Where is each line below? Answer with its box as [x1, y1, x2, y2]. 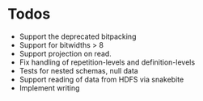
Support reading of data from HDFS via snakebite [19, 74, 184, 84]
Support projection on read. [19, 48, 112, 58]
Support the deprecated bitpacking [19, 32, 137, 41]
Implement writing [19, 82, 80, 93]
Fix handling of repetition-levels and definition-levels [19, 57, 196, 67]
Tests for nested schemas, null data [19, 65, 138, 75]
